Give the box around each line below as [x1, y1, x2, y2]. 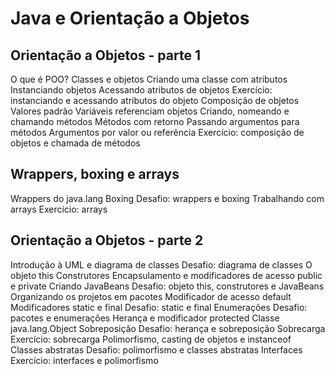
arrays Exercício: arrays [10, 203, 108, 215]
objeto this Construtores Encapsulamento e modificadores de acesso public [10, 269, 323, 281]
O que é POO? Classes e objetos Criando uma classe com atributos [10, 73, 288, 85]
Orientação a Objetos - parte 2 [10, 232, 204, 249]
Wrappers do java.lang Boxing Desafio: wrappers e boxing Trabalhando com [10, 192, 325, 204]
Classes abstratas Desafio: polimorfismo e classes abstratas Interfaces [10, 343, 303, 356]
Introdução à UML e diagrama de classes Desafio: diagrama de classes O [10, 258, 313, 271]
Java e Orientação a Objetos [10, 7, 250, 30]
